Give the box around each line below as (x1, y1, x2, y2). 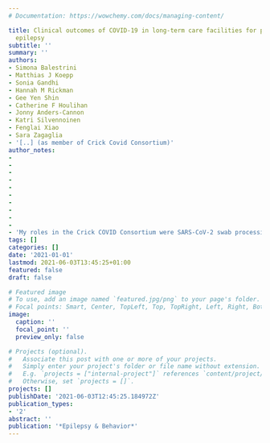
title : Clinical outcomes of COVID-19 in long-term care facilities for (8, 26, 257, 35)
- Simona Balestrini (8, 64, 78, 72)
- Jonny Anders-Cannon (8, 109, 84, 117)
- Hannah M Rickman (8, 86, 74, 94)
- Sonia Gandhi (8, 78, 59, 87)
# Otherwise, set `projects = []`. (8, 378, 135, 386)
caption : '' (15, 318, 56, 326)
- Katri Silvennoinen (8, 116, 81, 125)
